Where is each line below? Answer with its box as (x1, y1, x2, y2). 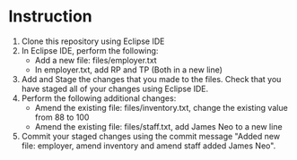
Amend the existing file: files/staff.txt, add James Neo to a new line (34, 121, 284, 131)
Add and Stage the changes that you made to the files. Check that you (21, 73, 282, 84)
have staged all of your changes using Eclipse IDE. (21, 83, 209, 94)
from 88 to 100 (34, 112, 90, 122)
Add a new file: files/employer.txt (34, 55, 158, 65)
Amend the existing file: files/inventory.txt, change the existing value (34, 102, 288, 113)
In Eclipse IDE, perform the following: (21, 45, 159, 55)
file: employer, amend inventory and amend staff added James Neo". (21, 140, 276, 151)
